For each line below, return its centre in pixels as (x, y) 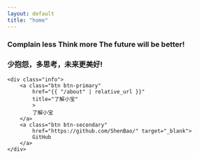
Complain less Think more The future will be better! (96, 45)
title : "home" (28, 20)
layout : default (31, 14)
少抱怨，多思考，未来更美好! (55, 65)
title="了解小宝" (56, 99)
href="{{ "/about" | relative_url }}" (89, 91)
